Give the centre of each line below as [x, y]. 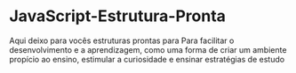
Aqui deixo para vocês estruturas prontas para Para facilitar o [122, 40]
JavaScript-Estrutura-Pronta [118, 16]
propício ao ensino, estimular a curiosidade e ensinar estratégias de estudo [147, 59]
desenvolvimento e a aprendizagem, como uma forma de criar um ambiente [148, 49]
